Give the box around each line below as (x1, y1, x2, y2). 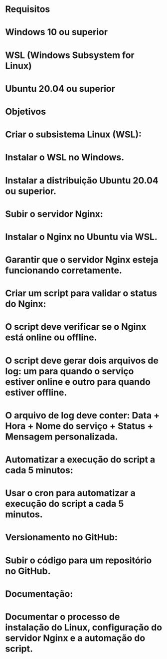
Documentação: (5, 588, 73, 599)
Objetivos (5, 106, 46, 117)
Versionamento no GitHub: (5, 532, 118, 543)
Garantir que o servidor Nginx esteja (5, 254, 159, 266)
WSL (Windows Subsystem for (5, 49, 135, 61)
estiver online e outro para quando (5, 376, 151, 387)
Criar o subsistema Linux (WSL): (5, 129, 142, 140)
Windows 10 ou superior (5, 27, 108, 38)
